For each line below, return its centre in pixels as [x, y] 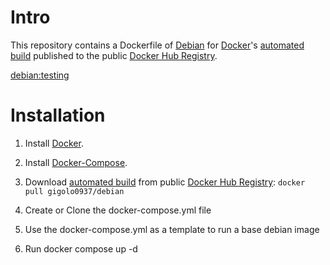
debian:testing [40, 75]
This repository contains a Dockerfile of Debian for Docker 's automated [157, 45]
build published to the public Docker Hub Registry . [114, 55]
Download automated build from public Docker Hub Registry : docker [165, 182]
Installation [58, 115]
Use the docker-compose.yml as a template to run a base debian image [172, 229]
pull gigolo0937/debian [74, 191]
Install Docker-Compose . [76, 162]
